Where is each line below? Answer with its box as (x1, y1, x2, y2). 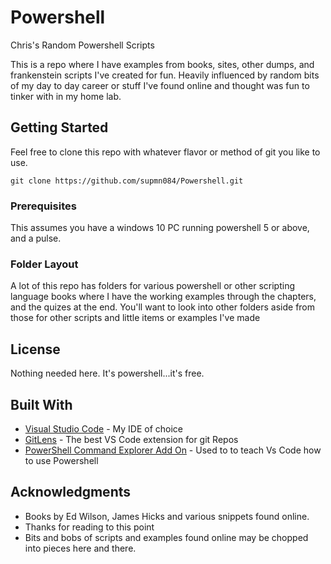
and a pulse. (10, 232, 62, 245)
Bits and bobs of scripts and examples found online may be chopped (24, 531, 309, 543)
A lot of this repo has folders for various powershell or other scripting (10, 280, 295, 292)
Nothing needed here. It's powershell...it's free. (10, 367, 205, 380)
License (10, 341, 61, 358)
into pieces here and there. (24, 542, 137, 554)
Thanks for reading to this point (24, 521, 155, 533)
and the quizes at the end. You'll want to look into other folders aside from (10, 301, 316, 313)
